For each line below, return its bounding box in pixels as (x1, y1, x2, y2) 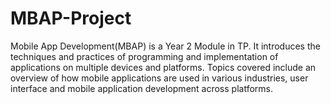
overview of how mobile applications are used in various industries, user (10, 72, 309, 84)
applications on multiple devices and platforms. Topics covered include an (10, 61, 317, 73)
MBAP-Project (10, 7, 132, 30)
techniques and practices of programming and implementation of (10, 50, 279, 62)
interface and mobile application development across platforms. (10, 82, 273, 94)
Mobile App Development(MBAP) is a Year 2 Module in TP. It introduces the (10, 40, 321, 52)
